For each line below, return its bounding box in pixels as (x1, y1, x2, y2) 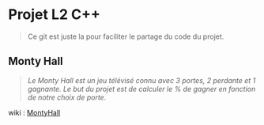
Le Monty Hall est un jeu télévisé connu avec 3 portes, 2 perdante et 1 (27, 75, 256, 85)
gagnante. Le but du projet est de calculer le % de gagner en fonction (27, 84, 256, 93)
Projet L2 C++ (8, 6, 101, 24)
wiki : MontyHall (8, 108, 61, 117)
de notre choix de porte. (27, 93, 107, 102)
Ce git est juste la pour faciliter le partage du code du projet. (27, 32, 224, 41)
